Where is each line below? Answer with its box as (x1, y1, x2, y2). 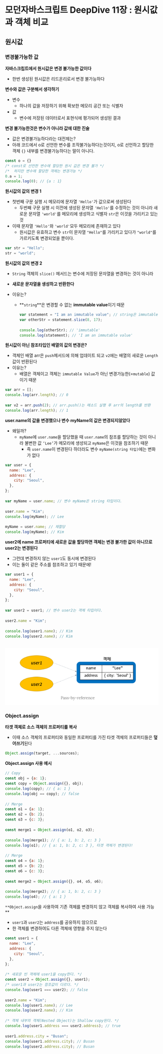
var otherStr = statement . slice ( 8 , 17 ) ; (19, 317, 103, 322)
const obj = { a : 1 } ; (5, 776, 47, 781)
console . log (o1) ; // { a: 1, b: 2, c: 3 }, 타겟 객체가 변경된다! (5, 843, 133, 848)
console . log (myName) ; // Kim (5, 529, 64, 535)
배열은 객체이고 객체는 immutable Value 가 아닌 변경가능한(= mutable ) (19, 371, 150, 377)
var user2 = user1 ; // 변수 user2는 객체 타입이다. (5, 608, 103, 613)
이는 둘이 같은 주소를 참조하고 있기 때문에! (12, 562, 91, 567)
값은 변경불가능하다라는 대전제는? (12, 135, 76, 142)
